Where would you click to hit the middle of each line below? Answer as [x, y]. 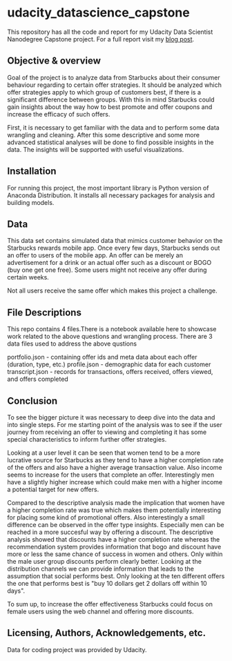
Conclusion [32, 401]
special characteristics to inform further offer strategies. [87, 439]
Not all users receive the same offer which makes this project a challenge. [112, 290]
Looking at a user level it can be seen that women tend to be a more [104, 453]
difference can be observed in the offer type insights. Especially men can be [116, 525]
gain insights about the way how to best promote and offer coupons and [110, 107]
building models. [31, 202]
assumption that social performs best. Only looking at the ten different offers [116, 576]
